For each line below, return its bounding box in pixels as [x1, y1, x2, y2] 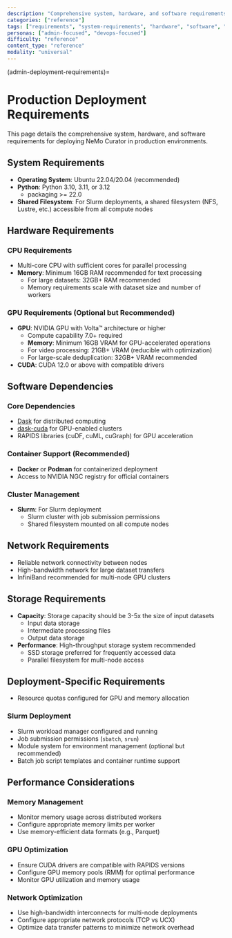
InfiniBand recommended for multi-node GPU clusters [17, 572, 171, 581]
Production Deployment [7, 92, 147, 108]
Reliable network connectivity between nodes [17, 558, 148, 566]
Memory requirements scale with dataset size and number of [27, 283, 202, 291]
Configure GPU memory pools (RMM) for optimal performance [17, 868, 195, 876]
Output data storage [27, 633, 85, 642]
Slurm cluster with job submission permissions [27, 512, 160, 521]
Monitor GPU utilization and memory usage [17, 875, 140, 883]
